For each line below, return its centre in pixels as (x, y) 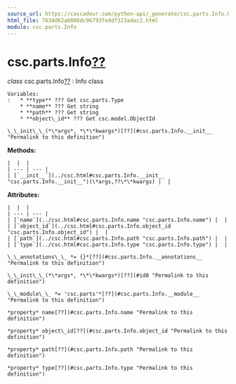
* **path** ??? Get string (59, 113)
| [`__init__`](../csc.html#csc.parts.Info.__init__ (86, 176)
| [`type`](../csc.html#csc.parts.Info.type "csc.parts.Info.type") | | (118, 245)
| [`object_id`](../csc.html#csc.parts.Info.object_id (89, 226)
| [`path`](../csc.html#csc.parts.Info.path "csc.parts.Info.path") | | (118, 239)
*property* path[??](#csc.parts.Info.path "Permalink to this (100, 349)
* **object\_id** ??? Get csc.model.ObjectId (88, 119)
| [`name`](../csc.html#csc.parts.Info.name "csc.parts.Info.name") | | (118, 220)
